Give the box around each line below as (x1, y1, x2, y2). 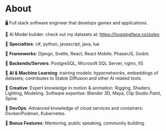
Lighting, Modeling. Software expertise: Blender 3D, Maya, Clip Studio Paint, (5, 90, 162, 96)
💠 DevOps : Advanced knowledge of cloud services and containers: (5, 105, 144, 111)
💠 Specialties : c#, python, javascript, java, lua (5, 41, 100, 47)
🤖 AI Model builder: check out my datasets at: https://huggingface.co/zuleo (5, 31, 160, 37)
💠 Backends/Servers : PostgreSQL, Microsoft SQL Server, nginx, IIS (5, 60, 144, 66)
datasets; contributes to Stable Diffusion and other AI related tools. (5, 75, 142, 81)
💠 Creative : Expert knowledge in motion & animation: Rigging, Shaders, (5, 85, 152, 91)
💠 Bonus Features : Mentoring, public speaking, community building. (5, 120, 146, 126)
